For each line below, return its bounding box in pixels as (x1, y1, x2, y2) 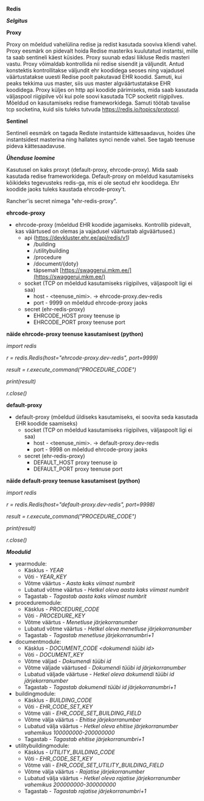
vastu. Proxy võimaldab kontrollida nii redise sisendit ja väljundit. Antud (6, 61, 185, 67)
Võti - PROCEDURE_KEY (24, 612, 85, 619)
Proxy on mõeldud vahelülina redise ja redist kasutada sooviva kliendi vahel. (6, 41, 197, 48)
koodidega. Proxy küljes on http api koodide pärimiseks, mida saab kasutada (6, 86, 199, 94)
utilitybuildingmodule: (15, 742, 70, 749)
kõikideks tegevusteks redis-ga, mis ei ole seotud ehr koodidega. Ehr (6, 179, 180, 186)
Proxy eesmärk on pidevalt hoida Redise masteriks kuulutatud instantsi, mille (6, 47, 199, 54)
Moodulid (6, 548, 32, 555)
